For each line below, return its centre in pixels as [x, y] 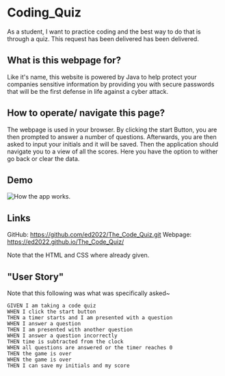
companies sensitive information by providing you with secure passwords [111, 84]
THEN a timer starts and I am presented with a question [90, 318]
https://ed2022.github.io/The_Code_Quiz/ [66, 242]
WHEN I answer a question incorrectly [62, 336]
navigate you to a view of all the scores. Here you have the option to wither [112, 151]
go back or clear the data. [43, 158]
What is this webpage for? [64, 61]
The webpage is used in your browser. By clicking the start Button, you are [112, 129]
